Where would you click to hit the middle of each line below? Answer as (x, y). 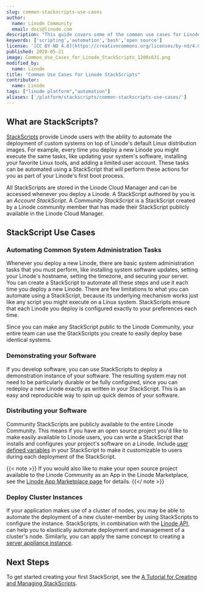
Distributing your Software (47, 411)
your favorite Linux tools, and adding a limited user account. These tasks (98, 162)
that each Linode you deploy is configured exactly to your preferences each (102, 308)
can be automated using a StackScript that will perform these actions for (98, 169)
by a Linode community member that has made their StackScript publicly (98, 207)
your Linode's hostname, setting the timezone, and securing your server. (98, 276)
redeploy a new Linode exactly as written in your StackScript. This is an (96, 388)
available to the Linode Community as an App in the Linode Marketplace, (98, 475)
